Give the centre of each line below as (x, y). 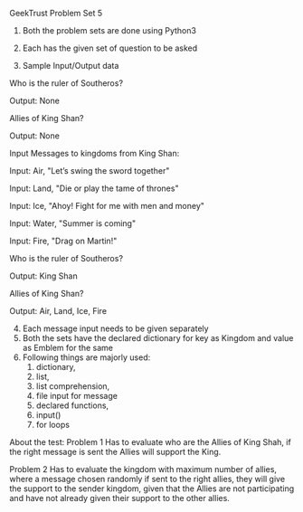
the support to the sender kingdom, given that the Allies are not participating (152, 488)
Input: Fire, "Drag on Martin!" (63, 241)
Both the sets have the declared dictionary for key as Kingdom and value (158, 338)
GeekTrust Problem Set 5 (56, 13)
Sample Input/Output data (71, 66)
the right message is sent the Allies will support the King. (115, 452)
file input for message (76, 396)
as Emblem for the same (67, 348)
